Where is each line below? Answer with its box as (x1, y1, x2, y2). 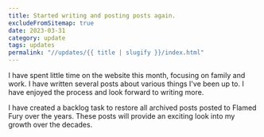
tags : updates (8, 41, 56, 49)
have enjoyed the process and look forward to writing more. (8, 88, 204, 96)
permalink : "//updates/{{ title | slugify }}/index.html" (8, 49, 204, 57)
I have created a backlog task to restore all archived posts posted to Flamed (8, 103, 257, 112)
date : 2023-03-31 (8, 26, 66, 34)
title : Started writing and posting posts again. (8, 11, 177, 20)
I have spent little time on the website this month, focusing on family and (8, 71, 246, 80)
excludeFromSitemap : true (8, 19, 94, 27)
